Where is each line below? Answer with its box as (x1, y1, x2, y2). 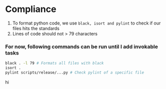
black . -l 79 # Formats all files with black (5, 61, 104, 66)
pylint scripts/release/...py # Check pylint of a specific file (5, 70, 144, 75)
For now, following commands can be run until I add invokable (5, 43, 158, 50)
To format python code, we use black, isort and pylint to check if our (12, 20, 161, 26)
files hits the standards (12, 25, 60, 31)
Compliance (5, 3, 56, 15)
